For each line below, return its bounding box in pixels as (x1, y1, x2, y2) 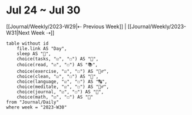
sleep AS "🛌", (16, 50, 51, 56)
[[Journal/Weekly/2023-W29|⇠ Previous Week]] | (6, 23, 127, 30)
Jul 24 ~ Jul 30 (6, 4, 81, 17)
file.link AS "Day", (16, 45, 67, 52)
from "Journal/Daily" (6, 99, 59, 105)
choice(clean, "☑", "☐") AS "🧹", (16, 73, 99, 79)
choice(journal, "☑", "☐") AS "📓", (16, 89, 104, 94)
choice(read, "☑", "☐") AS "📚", (16, 62, 98, 67)
